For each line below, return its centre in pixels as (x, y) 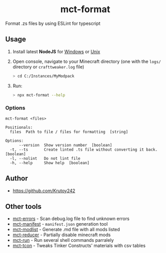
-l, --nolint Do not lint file (45, 158)
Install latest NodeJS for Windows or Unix (56, 51)
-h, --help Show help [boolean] (50, 163)
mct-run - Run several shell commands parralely (63, 240)
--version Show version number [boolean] (65, 145)
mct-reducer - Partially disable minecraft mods (61, 235)
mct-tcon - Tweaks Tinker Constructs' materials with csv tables (79, 246)
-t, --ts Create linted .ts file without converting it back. (84, 150)
